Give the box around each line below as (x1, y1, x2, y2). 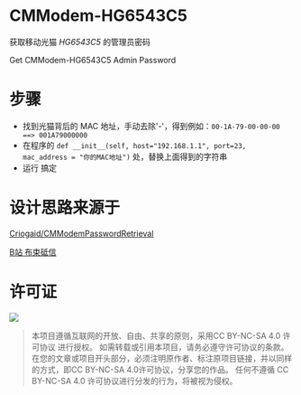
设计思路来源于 (9, 198, 121, 218)
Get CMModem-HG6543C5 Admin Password (9, 54, 177, 65)
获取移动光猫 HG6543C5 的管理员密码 (9, 36, 150, 47)
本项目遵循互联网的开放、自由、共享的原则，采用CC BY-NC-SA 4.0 (31, 330, 281, 341)
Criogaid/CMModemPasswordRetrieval (9, 228, 154, 239)
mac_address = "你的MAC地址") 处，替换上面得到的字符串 (22, 151, 228, 162)
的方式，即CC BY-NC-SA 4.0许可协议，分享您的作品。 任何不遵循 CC (31, 363, 289, 375)
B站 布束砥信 (9, 246, 57, 258)
